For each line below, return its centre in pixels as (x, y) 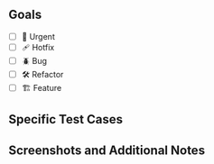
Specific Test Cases (66, 119)
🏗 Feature (42, 87)
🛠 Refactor (42, 74)
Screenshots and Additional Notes (107, 150)
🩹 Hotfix (38, 47)
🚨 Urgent (38, 36)
